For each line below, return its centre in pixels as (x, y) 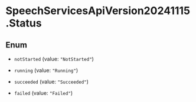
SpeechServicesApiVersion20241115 (98, 11)
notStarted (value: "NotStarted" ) (54, 59)
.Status (24, 23)
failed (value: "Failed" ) (43, 93)
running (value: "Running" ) (46, 70)
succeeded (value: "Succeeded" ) (51, 81)
